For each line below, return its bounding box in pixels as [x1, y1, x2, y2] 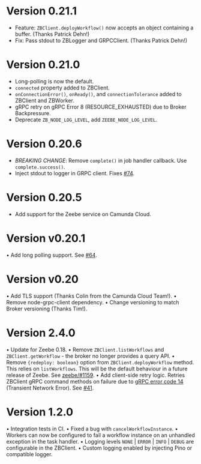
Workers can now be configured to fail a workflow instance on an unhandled [6, 431, 195, 439]
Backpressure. [14, 109, 51, 116]
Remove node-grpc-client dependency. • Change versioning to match [6, 298, 179, 306]
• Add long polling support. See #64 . [6, 251, 97, 259]
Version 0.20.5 [6, 191, 82, 204]
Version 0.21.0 [6, 58, 80, 71]
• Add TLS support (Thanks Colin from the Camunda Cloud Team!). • [6, 292, 177, 300]
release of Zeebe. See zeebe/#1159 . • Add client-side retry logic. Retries [6, 371, 185, 379]
